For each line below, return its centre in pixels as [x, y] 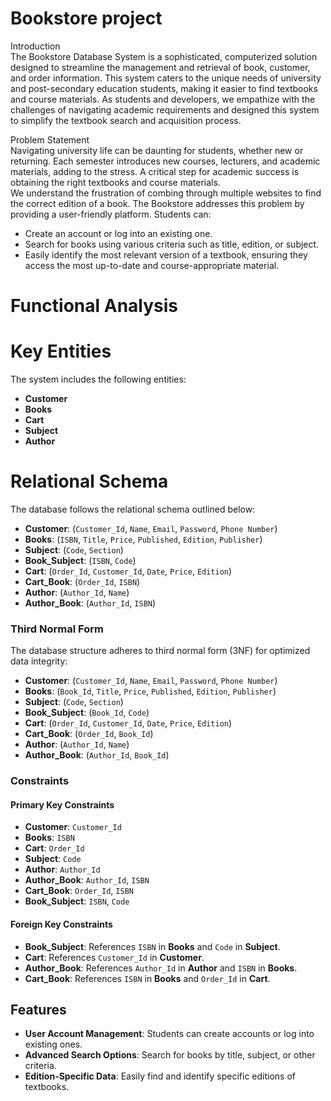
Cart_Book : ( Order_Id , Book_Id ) [89, 734]
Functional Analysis [94, 306]
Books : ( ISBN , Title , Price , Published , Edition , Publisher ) [143, 539]
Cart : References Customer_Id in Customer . [114, 957]
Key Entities [61, 351]
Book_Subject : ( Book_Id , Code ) [87, 713]
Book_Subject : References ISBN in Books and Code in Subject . [152, 946]
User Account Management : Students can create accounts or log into [169, 1034]
